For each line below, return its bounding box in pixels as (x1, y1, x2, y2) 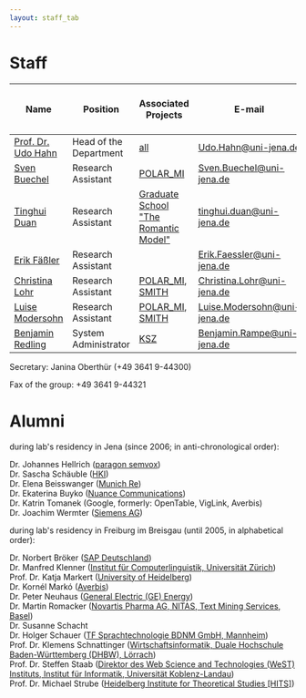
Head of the (72, 135, 123, 148)
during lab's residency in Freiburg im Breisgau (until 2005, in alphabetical (9, 525, 284, 536)
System (72, 326, 105, 339)
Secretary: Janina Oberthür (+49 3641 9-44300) (9, 361, 192, 372)
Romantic (138, 221, 179, 234)
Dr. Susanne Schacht (9, 620, 88, 631)
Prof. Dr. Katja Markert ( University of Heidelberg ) (9, 571, 193, 582)
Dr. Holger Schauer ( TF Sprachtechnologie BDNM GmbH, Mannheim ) (9, 630, 269, 641)
